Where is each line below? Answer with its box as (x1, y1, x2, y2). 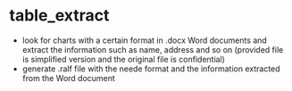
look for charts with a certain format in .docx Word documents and (21, 35, 268, 45)
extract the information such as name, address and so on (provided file (21, 44, 284, 54)
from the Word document (21, 72, 116, 83)
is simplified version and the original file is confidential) (21, 54, 226, 64)
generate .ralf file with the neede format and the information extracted (21, 63, 280, 74)
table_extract (9, 5, 110, 26)
